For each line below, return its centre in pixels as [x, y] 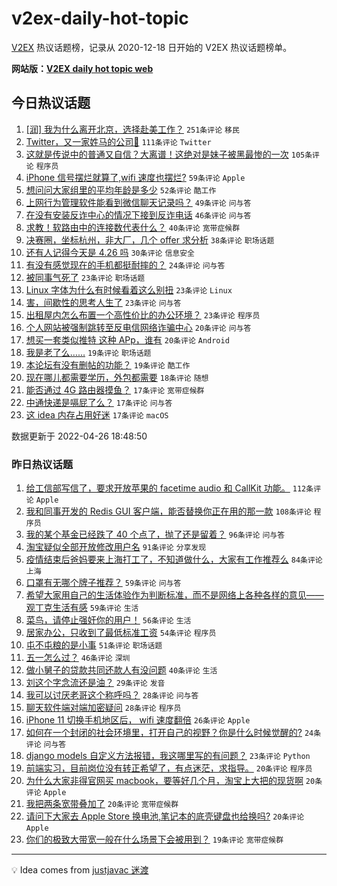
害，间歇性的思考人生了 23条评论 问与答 [103, 302]
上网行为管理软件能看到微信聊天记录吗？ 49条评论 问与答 [138, 202]
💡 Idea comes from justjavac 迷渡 [80, 870]
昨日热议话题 [42, 464]
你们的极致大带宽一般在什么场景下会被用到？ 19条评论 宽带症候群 [154, 839]
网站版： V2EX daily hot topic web [82, 68]
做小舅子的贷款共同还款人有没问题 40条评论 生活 [121, 670]
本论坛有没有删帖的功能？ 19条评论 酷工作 [108, 364]
